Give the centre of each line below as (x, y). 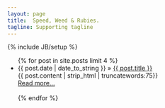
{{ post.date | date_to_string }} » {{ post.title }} (85, 68)
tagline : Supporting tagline (50, 27)
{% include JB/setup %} (42, 47)
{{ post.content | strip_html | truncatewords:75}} (87, 76)
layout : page (27, 14)
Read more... (36, 83)
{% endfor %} (38, 98)
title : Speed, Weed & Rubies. (53, 20)
